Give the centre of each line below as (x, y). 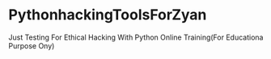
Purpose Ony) (32, 45)
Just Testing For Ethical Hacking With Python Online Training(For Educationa (136, 37)
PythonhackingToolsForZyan (108, 15)
